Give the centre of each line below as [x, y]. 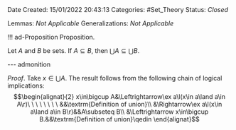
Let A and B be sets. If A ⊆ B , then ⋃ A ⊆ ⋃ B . [74, 51]
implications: [26, 85]
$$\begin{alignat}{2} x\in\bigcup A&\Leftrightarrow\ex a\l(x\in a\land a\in [119, 96]
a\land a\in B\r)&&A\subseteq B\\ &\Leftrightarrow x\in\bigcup [119, 112]
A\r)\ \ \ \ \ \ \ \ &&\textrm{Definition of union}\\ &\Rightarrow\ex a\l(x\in [119, 104]
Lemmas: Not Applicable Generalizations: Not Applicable [91, 23]
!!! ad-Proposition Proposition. [51, 37]
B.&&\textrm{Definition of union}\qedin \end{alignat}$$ [119, 119]
